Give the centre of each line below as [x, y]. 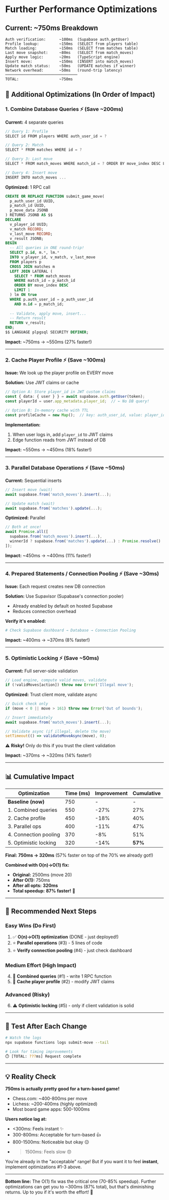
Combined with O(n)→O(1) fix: [37, 865]
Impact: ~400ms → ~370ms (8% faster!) [48, 640]
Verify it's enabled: [26, 621]
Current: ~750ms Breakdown [52, 28]
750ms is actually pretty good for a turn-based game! [62, 1089]
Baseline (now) [26, 802]
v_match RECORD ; [27, 229]
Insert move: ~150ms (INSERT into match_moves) [70, 62]
